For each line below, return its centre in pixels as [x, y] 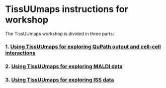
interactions [20, 52]
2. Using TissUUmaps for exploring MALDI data [64, 66]
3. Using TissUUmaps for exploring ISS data [60, 79]
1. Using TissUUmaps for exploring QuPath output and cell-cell [83, 46]
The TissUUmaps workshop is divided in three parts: [60, 33]
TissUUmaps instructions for [67, 9]
